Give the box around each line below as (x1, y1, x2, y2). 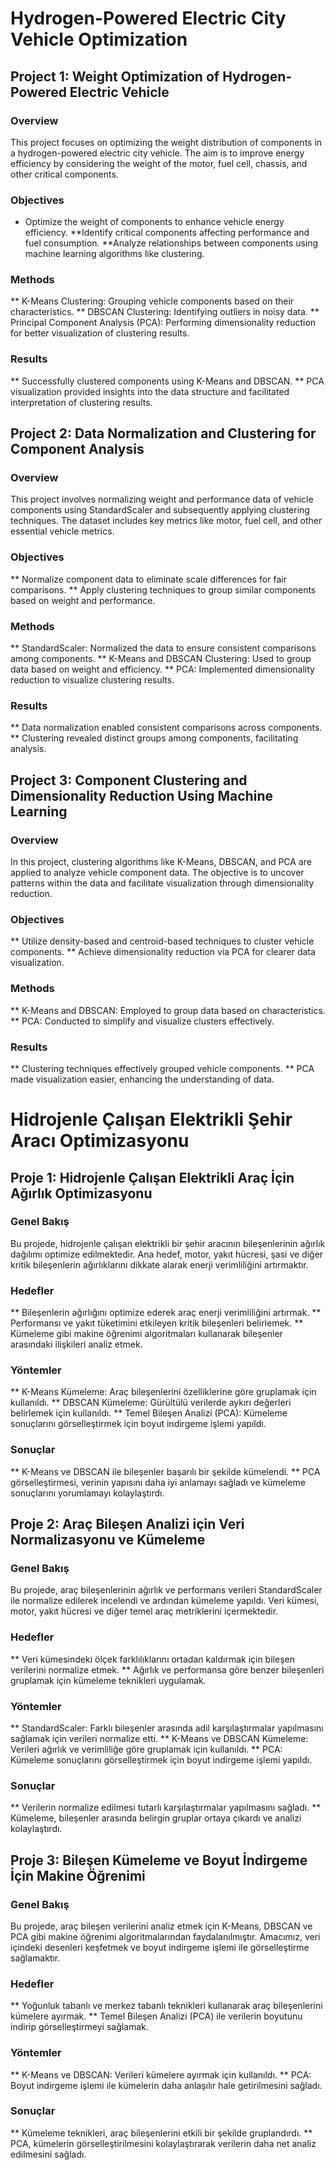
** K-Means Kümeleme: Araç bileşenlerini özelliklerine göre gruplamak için (10, 1386, 317, 1398)
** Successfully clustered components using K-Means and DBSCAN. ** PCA (10, 375, 325, 387)
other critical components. (10, 168, 119, 180)
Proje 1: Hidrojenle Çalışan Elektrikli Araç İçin (10, 1169, 295, 1186)
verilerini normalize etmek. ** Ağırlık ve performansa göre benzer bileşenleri (10, 1663, 325, 1676)
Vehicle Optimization (10, 28, 188, 51)
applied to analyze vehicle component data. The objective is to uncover (10, 867, 305, 879)
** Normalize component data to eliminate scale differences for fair (10, 573, 287, 585)
